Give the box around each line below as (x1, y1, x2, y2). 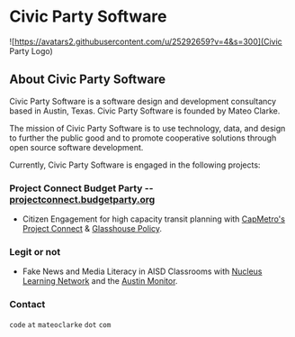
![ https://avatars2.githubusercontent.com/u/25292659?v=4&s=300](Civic (9, 36, 283, 47)
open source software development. (9, 141, 144, 152)
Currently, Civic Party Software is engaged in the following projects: (9, 159, 261, 170)
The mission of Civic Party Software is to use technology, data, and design (9, 123, 286, 133)
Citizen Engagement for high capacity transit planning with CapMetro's (22, 214, 286, 224)
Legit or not (9, 245, 61, 258)
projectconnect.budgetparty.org (9, 193, 156, 205)
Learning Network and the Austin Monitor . (22, 276, 178, 287)
